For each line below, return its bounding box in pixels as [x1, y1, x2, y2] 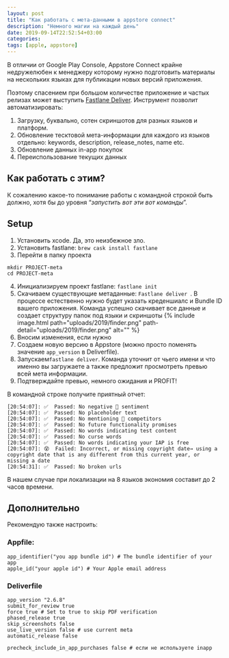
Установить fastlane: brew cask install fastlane [16, 243, 158, 252]
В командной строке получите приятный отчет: [7, 390, 146, 398]
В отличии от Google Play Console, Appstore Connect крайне [7, 61, 183, 69]
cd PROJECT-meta [7, 270, 53, 277]
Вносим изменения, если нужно [16, 333, 111, 341]
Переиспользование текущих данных [16, 153, 127, 161]
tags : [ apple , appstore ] [7, 42, 78, 49]
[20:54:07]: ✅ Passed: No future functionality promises [7, 421, 177, 428]
